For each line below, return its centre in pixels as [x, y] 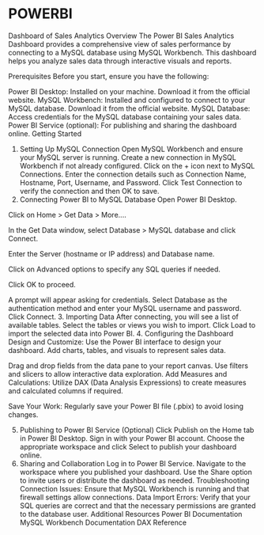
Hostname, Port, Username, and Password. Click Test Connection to [131, 182]
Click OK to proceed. [42, 284]
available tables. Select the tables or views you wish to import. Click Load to [132, 324]
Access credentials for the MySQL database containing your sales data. [125, 116]
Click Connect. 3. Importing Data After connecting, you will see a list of [124, 317]
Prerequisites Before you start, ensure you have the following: [109, 76]
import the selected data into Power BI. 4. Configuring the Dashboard [121, 333]
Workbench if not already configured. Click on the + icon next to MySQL [137, 165]
